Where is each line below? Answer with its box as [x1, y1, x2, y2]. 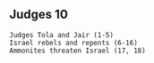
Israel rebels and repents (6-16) [9, 38, 139, 47]
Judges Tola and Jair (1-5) [9, 30, 115, 39]
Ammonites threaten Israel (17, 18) [9, 46, 146, 55]
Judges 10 [9, 7, 69, 22]
